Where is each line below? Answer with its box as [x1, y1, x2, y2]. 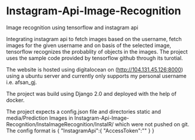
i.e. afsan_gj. [6, 79, 37, 86]
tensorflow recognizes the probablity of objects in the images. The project [6, 48, 188, 55]
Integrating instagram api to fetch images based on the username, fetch [6, 35, 183, 42]
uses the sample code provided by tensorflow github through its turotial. [6, 54, 183, 61]
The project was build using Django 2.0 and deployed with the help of [6, 90, 177, 97]
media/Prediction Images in [6, 114, 73, 122]
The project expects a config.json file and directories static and [6, 108, 162, 115]
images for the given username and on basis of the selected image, [6, 42, 171, 49]
